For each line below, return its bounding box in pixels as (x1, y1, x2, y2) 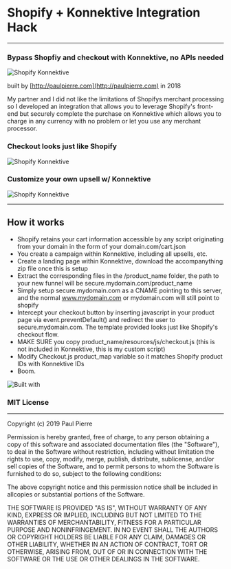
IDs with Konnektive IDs (16, 359, 85, 368)
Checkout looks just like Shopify (7, 141, 118, 151)
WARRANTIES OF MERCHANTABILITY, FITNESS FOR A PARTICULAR (7, 518, 201, 526)
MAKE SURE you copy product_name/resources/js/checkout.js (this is (16, 337, 215, 346)
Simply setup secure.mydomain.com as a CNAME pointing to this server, (16, 286, 223, 295)
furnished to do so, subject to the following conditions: (7, 469, 162, 477)
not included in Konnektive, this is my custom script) (16, 345, 166, 353)
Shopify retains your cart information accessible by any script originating (16, 234, 224, 243)
